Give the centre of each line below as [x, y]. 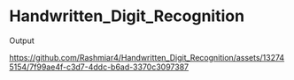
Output [22, 40]
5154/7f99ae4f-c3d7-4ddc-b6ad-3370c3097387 [99, 67]
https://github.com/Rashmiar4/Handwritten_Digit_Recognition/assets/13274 [147, 57]
